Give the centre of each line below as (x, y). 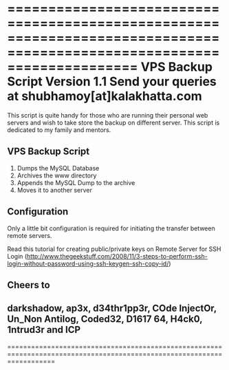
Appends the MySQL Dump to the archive (76, 182)
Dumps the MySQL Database (58, 168)
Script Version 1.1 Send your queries (112, 81)
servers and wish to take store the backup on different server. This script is (113, 122)
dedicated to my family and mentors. (59, 130)
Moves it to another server (55, 190)
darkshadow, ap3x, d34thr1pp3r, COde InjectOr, (112, 308)
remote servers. (30, 235)
